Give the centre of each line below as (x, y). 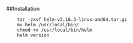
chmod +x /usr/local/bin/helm (55, 30)
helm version (33, 35)
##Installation (23, 9)
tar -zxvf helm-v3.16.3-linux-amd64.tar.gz (72, 20)
